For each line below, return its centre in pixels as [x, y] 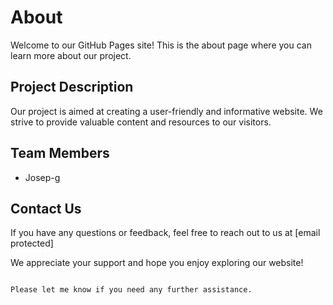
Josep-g [42, 177]
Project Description [72, 87]
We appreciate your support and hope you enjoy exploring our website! [157, 263]
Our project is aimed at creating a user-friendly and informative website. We [166, 111]
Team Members [60, 153]
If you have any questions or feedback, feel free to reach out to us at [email [165, 233]
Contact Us [46, 208]
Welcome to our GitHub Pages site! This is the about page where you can [161, 45]
